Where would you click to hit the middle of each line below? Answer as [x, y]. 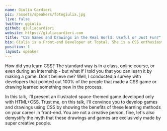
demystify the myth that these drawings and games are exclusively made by [83, 118]
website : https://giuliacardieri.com [44, 33]
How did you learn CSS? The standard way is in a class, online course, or [80, 66]
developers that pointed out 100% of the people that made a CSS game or [81, 81]
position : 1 [17, 47]
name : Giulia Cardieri [29, 10]
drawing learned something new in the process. [54, 87]
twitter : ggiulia [23, 24]
